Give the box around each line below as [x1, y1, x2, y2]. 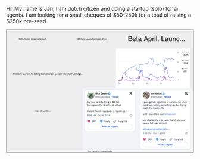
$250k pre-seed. [6, 18, 48, 24]
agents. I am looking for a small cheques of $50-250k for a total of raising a [6, 11, 192, 18]
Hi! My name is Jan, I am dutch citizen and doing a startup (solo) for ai [6, 5, 179, 12]
